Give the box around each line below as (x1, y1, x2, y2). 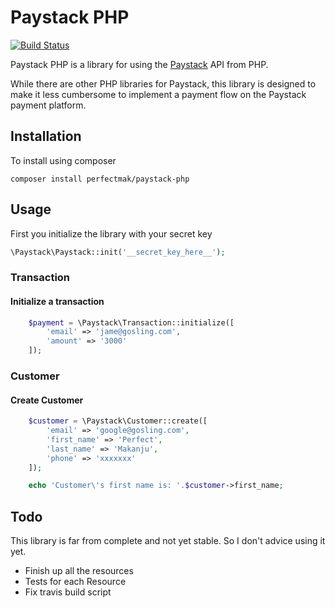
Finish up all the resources (24, 565, 134, 577)
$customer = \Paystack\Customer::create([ (28, 416, 208, 426)
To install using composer (10, 154, 117, 166)
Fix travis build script (24, 586, 112, 598)
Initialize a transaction (10, 295, 105, 307)
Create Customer (10, 394, 84, 406)
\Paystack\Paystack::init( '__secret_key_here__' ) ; (10, 247, 226, 257)
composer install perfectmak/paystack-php (10, 174, 190, 184)
